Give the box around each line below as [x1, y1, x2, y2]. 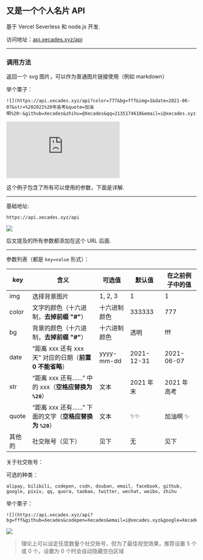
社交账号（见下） [32, 437, 81, 446]
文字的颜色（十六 [32, 304, 81, 312]
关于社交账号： [6, 459, 43, 466]
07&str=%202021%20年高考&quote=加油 [6, 105, 94, 111]
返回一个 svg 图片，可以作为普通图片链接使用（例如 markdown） [6, 73, 168, 80]
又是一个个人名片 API [6, 5, 86, 16]
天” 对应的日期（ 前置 [32, 353, 92, 362]
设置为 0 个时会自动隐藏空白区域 [43, 547, 124, 555]
